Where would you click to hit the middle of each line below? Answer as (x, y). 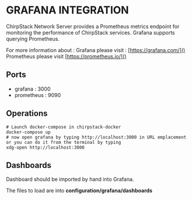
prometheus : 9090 (38, 95)
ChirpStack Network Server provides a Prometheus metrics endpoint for (93, 26)
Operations (27, 114)
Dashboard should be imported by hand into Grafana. (70, 180)
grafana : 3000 (32, 89)
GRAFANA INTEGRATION (68, 10)
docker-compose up (28, 132)
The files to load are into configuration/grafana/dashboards (79, 191)
